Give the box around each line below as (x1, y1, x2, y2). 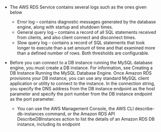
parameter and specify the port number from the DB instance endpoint (9, 91, 153, 97)
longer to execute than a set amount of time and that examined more (17, 45, 156, 51)
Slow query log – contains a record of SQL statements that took (17, 40, 145, 46)
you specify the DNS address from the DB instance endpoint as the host (9, 86, 155, 91)
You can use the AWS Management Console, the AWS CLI (17, 106, 134, 111)
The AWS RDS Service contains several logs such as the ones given (9, 4, 147, 10)
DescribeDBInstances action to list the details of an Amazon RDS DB (17, 116, 155, 122)
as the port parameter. (9, 96, 55, 102)
